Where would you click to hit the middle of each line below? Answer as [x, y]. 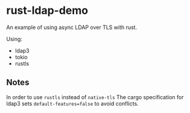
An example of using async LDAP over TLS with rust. [72, 27]
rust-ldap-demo [47, 11]
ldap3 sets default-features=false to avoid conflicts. [72, 103]
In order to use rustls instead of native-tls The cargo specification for [95, 97]
